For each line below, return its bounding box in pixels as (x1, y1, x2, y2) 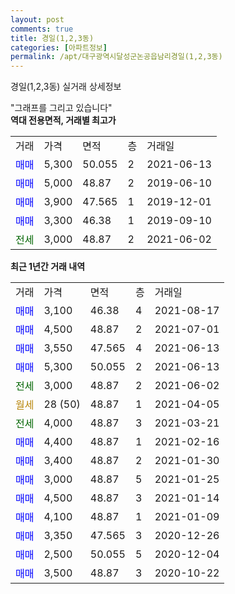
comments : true (10, 24, 74, 34)
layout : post (10, 14, 65, 25)
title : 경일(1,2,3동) (10, 33, 95, 43)
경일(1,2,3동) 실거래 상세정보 (10, 81, 122, 93)
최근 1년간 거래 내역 (10, 261, 86, 273)
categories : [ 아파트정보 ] (10, 42, 108, 53)
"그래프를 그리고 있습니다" (10, 102, 113, 114)
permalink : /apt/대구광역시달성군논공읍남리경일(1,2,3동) (10, 52, 223, 62)
